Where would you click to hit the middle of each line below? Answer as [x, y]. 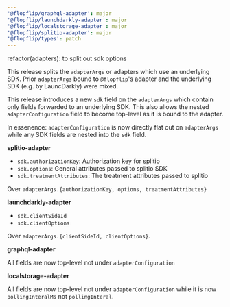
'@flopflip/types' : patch [44, 39]
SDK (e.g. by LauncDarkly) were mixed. [63, 86]
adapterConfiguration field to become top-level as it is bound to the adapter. [115, 114]
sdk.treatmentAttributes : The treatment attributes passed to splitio [112, 176]
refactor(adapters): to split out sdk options [67, 58]
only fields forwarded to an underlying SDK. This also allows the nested [108, 107]
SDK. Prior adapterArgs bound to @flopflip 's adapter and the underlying [109, 79]
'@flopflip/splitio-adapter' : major [59, 33]
